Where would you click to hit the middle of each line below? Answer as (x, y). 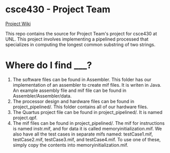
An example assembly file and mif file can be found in (70, 90)
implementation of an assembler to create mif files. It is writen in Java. (87, 85)
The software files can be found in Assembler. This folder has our (82, 79)
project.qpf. (25, 118)
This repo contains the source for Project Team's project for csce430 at (81, 33)
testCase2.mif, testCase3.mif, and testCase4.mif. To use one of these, (87, 139)
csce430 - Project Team (58, 9)
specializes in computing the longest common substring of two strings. (80, 44)
